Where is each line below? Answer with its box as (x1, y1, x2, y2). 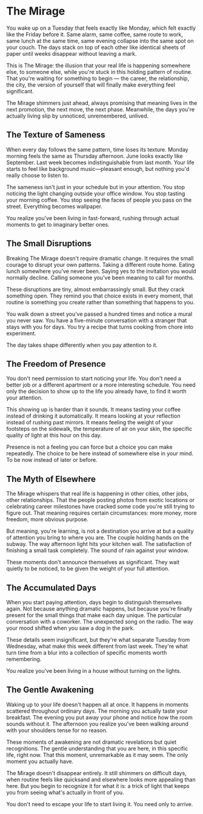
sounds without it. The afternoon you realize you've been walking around (6, 720, 189, 727)
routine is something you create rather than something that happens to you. (6, 298, 195, 305)
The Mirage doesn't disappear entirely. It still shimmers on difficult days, (6, 769, 187, 776)
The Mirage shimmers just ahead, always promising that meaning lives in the (6, 99, 198, 107)
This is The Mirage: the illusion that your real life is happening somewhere (6, 62, 191, 69)
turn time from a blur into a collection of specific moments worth (6, 649, 167, 656)
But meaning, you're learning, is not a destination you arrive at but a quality (6, 527, 194, 535)
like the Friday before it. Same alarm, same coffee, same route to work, (6, 30, 184, 38)
